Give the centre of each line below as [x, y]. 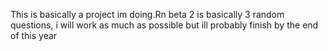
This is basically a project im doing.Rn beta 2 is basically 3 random [147, 14]
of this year [34, 35]
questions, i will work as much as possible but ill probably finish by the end [164, 25]
